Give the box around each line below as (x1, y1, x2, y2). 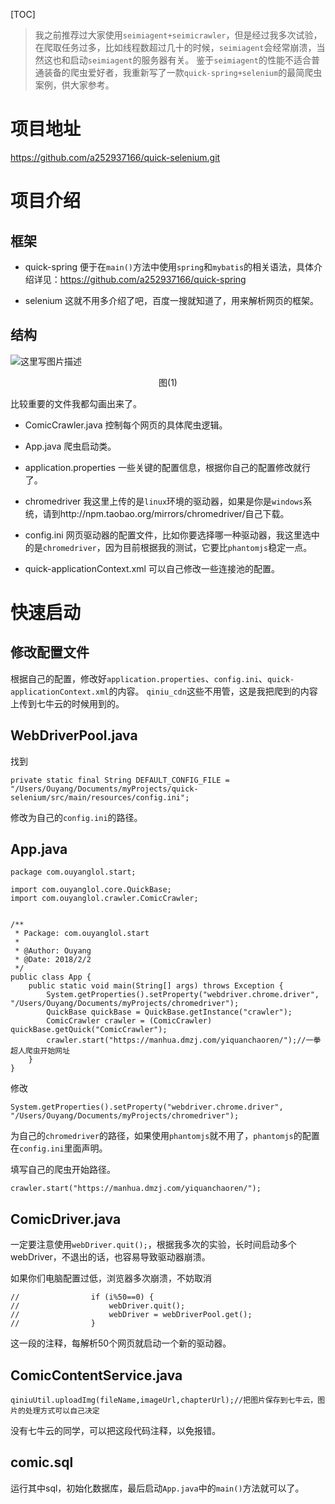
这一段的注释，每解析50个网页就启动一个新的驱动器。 (10, 1337, 232, 1349)
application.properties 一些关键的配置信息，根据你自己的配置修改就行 (24, 461, 311, 473)
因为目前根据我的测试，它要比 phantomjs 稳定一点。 (104, 541, 313, 553)
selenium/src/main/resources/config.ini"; (10, 792, 190, 803)
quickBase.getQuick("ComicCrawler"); (10, 1025, 168, 1035)
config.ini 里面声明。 (19, 1142, 108, 1154)
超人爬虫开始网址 (10, 1046, 71, 1056)
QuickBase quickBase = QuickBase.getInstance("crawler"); (46, 1007, 293, 1018)
